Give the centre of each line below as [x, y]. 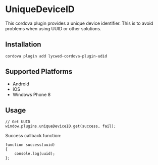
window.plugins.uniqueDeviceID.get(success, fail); [61, 126]
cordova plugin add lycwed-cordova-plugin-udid [56, 56]
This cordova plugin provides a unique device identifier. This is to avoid [79, 23]
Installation [23, 45]
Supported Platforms [39, 72]
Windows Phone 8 [32, 94]
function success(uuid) [30, 145]
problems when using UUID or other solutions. [54, 28]
